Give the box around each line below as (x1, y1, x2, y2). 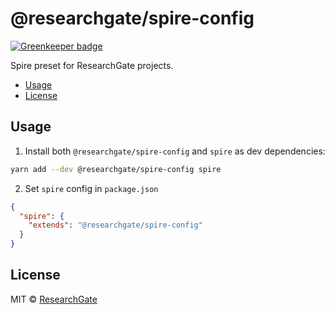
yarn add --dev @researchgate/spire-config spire (10, 164, 222, 174)
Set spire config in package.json (24, 182, 159, 194)
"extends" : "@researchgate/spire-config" (28, 220, 203, 231)
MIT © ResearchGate (10, 293, 98, 305)
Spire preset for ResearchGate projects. (10, 59, 174, 71)
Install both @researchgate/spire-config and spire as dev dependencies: (24, 145, 326, 157)
